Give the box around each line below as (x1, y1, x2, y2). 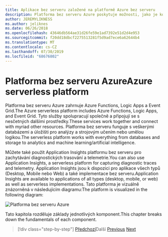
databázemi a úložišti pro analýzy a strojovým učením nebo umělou (5, 129, 144, 135)
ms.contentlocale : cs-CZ (5, 44, 57, 49)
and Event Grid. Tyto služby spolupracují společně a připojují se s (5, 113, 140, 119)
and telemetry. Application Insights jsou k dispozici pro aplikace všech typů (5, 165, 160, 171)
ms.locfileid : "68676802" (5, 53, 59, 59)
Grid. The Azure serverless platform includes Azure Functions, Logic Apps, (5, 108, 158, 114)
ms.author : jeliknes (5, 21, 48, 26)
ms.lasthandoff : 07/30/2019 (5, 49, 64, 54)
